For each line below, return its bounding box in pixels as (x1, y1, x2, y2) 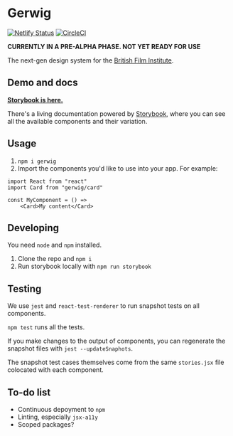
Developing (7, 222, 59, 234)
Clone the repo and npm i (17, 255, 92, 263)
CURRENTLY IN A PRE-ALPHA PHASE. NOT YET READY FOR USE (7, 42, 201, 50)
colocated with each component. (7, 366, 104, 374)
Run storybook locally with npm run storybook (17, 262, 151, 271)
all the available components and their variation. (7, 117, 148, 125)
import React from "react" (7, 178, 87, 185)
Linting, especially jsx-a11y (17, 413, 98, 421)
